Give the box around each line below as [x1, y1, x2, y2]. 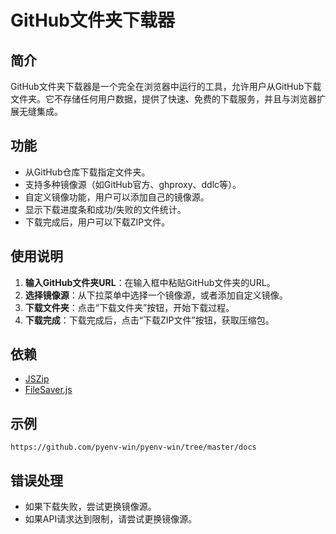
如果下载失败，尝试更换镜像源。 [24, 501, 157, 513]
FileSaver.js [24, 384, 73, 396]
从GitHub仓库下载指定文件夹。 [24, 166, 151, 178]
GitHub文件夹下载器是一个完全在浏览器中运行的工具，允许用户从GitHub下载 [10, 81, 322, 92]
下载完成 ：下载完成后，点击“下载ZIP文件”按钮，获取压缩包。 [24, 314, 275, 326]
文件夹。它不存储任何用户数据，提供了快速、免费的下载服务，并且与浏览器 [10, 93, 317, 105]
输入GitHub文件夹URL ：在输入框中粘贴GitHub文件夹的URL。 [24, 276, 276, 288]
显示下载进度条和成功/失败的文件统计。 [24, 203, 187, 215]
